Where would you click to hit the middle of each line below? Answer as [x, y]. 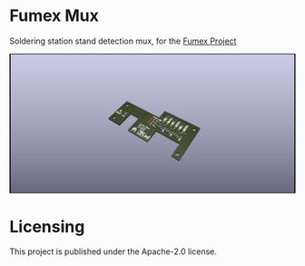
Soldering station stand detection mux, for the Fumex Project [123, 41]
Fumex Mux [54, 16]
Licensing [47, 227]
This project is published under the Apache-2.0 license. [113, 251]
